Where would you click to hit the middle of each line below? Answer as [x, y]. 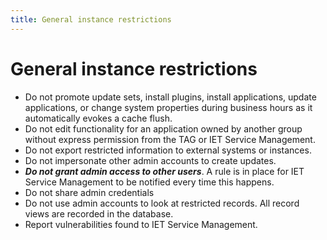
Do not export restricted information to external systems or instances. [168, 150]
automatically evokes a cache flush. [98, 118]
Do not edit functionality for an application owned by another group [163, 128]
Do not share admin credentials [89, 192]
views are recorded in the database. [99, 213]
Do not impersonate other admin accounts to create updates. [150, 160]
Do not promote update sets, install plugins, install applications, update [170, 97]
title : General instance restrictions [91, 19]
